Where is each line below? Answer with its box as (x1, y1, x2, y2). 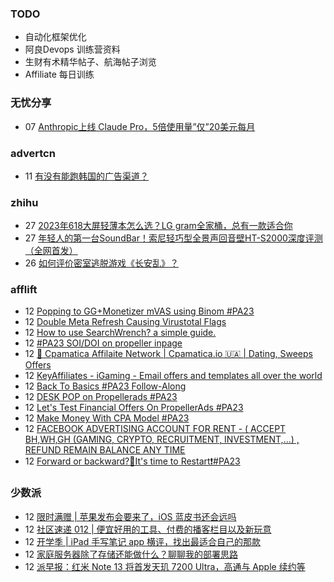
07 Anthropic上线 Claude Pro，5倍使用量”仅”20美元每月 (24, 120, 256, 132)
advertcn (10, 146, 56, 160)
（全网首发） (24, 245, 78, 257)
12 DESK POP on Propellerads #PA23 (24, 391, 178, 403)
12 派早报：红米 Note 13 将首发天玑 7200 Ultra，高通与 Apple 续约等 (24, 560, 306, 572)
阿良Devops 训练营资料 (24, 43, 121, 56)
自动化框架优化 (24, 31, 87, 43)
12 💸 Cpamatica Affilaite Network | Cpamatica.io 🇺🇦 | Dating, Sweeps (24, 348, 313, 360)
